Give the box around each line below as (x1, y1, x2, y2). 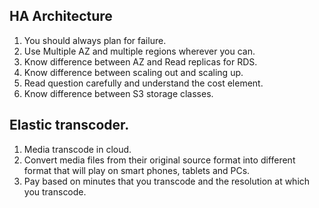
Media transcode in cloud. (23, 143, 132, 155)
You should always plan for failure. (23, 34, 167, 46)
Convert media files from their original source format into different (23, 154, 296, 166)
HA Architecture (9, 8, 113, 25)
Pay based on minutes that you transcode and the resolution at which (23, 175, 311, 187)
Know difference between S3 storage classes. (23, 87, 214, 99)
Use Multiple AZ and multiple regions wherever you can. (23, 45, 256, 57)
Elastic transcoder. (9, 117, 130, 134)
